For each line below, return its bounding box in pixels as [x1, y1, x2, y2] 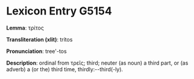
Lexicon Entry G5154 [6, 4, 113, 18]
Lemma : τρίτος [6, 24, 44, 31]
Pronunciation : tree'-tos [6, 47, 67, 55]
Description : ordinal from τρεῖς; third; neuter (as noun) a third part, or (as [6, 59, 189, 66]
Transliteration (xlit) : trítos [6, 36, 73, 43]
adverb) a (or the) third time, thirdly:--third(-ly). [6, 65, 124, 73]
